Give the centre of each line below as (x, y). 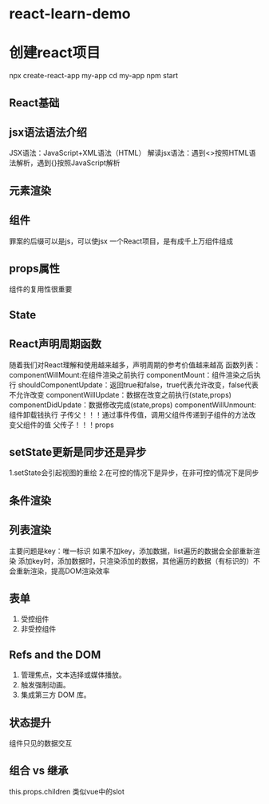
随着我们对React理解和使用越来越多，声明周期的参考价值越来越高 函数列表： (135, 365)
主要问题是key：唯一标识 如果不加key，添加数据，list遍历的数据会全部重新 (131, 551)
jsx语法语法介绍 (48, 132)
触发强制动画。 (45, 685)
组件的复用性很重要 (41, 289)
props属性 (35, 268)
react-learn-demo (70, 14)
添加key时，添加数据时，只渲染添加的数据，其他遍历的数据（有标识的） (136, 560)
